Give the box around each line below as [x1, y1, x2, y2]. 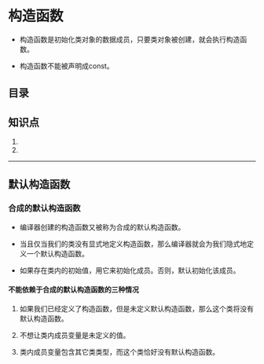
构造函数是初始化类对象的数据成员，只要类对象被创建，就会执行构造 [19, 35, 240, 44]
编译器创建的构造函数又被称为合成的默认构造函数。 [19, 222, 185, 232]
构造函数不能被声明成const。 [19, 61, 114, 71]
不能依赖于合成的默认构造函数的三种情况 [8, 285, 139, 295]
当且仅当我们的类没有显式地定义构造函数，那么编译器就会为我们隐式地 [19, 239, 247, 248]
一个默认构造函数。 [26, 248, 89, 258]
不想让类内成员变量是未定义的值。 [19, 331, 130, 340]
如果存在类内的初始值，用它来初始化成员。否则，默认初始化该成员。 [19, 265, 240, 275]
